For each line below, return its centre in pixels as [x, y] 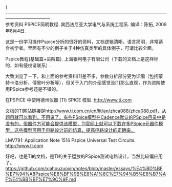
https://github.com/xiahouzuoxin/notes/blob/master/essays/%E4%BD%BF [84, 168]
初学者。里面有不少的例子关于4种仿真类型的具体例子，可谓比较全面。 [83, 48]
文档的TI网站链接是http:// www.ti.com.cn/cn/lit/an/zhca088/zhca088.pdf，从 [86, 111]
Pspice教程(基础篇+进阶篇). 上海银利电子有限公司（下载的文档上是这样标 [82, 59]
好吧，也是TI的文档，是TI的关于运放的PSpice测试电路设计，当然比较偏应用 [84, 156]
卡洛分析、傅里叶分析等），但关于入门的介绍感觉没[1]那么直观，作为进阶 [85, 82]
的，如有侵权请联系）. [29, 65]
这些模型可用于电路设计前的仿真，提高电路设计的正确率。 [75, 130]
